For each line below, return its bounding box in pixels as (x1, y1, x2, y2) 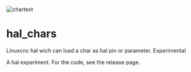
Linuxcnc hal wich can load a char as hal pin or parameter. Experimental (6, 47, 186, 54)
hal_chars (6, 27, 57, 41)
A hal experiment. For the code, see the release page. (6, 58, 141, 66)
